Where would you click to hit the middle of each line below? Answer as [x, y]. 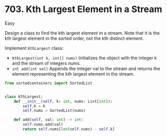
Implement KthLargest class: [34, 48]
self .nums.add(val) [43, 124]
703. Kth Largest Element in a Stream [83, 9]
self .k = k [34, 106]
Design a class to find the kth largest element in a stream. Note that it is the [82, 33]
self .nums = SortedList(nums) [54, 111]
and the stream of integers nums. [46, 63]
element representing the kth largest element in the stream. [73, 74]
